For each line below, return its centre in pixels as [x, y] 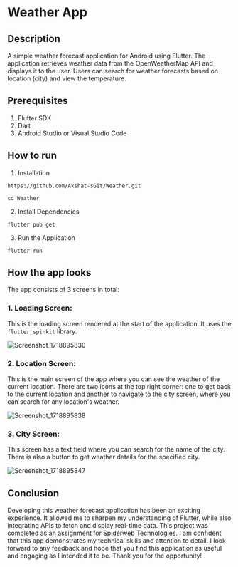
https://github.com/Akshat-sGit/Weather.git [74, 186]
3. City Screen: [34, 434]
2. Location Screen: [42, 363]
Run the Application [47, 238]
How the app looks [49, 272]
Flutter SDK [34, 118]
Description [34, 39]
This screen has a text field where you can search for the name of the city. [116, 449]
